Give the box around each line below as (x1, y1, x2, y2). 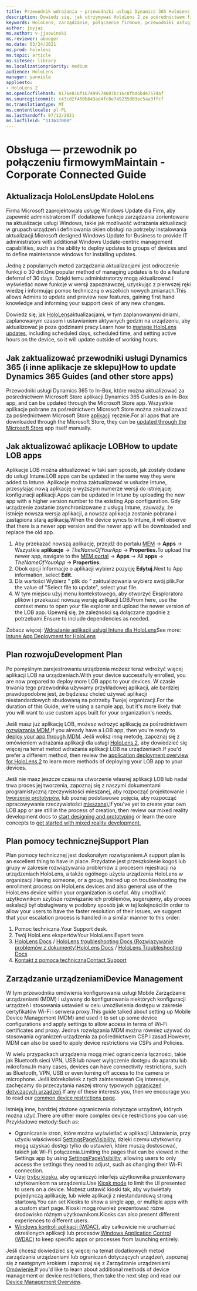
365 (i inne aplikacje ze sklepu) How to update (6, 362, 176, 372)
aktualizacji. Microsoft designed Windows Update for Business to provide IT (6, 232, 188, 239)
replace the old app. (6, 528, 55, 535)
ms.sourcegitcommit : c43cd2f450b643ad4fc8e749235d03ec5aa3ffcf (6, 96, 164, 102)
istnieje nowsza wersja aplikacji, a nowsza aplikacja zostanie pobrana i (6, 509, 177, 517)
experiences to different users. (14, 1217, 89, 1224)
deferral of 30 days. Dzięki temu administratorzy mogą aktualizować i (6, 274, 174, 282)
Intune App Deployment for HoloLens (6, 632, 96, 639)
